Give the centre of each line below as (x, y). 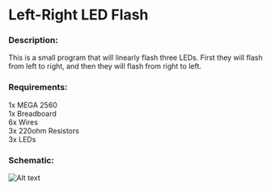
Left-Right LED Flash (78, 15)
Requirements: (38, 87)
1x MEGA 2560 (33, 105)
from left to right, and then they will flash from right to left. (105, 66)
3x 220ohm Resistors (44, 130)
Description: (33, 40)
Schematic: (32, 160)
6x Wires (23, 122)
